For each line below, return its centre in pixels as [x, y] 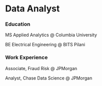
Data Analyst [33, 9]
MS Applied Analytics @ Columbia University [51, 35]
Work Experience [27, 58]
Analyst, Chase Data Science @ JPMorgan [49, 78]
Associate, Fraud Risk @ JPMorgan [41, 68]
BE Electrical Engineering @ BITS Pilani [45, 45]
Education [18, 24]
